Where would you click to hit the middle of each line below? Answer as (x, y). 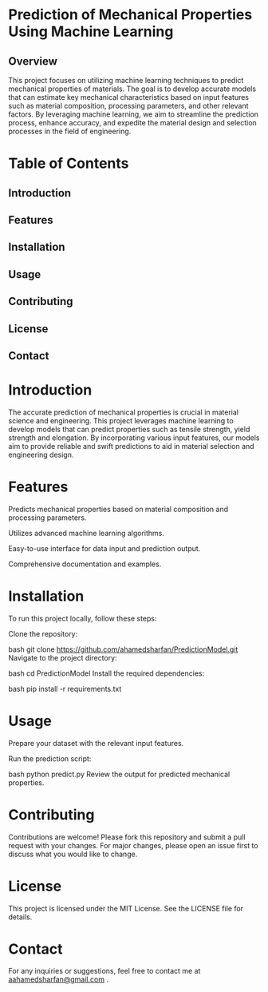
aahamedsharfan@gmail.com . (59, 979)
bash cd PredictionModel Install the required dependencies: (106, 673)
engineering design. (41, 454)
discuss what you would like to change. (73, 854)
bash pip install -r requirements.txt (65, 688)
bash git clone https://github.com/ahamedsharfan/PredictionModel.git (123, 649)
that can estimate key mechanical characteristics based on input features (129, 97)
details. (20, 917)
